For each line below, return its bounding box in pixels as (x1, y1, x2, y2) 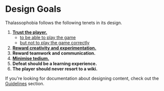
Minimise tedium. (12, 55, 50, 61)
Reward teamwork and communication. (12, 50, 96, 56)
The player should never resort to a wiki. (12, 65, 98, 72)
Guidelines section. (5, 80, 45, 87)
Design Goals (5, 3, 61, 15)
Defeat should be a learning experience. (12, 61, 97, 66)
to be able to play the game (19, 34, 76, 40)
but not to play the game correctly (19, 39, 90, 45)
